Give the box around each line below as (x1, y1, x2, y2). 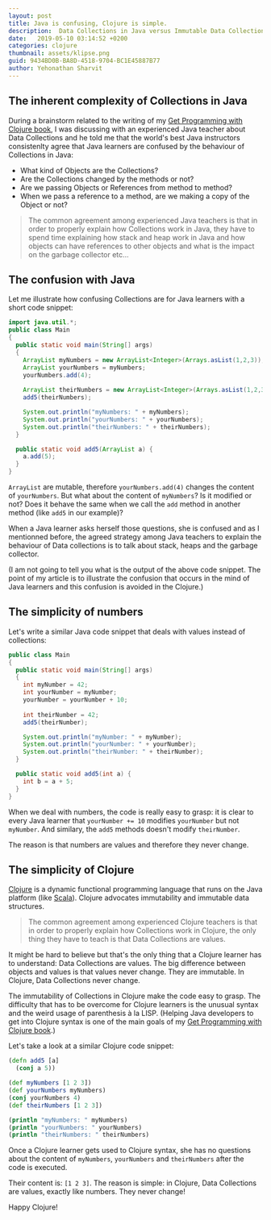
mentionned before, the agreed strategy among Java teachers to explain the (8, 532, 262, 541)
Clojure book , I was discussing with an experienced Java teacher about (8, 124, 246, 134)
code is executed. (8, 1163, 68, 1172)
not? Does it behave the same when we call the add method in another (8, 499, 241, 509)
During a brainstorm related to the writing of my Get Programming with (8, 115, 244, 125)
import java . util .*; (8, 319, 78, 327)
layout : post (8, 11, 52, 20)
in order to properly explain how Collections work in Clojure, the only (27, 926, 256, 935)
